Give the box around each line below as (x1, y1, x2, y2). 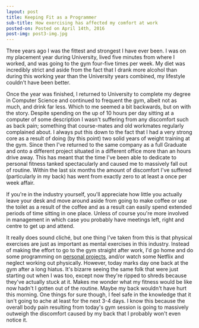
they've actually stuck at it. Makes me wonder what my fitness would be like (6, 279, 192, 286)
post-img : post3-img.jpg (6, 31, 68, 37)
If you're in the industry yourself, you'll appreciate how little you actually (6, 191, 182, 198)
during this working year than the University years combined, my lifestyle (6, 73, 185, 80)
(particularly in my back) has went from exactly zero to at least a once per (6, 173, 187, 180)
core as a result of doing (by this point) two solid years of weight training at (6, 135, 190, 142)
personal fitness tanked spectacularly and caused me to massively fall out (6, 160, 188, 168)
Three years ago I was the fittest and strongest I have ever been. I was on (6, 47, 187, 54)
